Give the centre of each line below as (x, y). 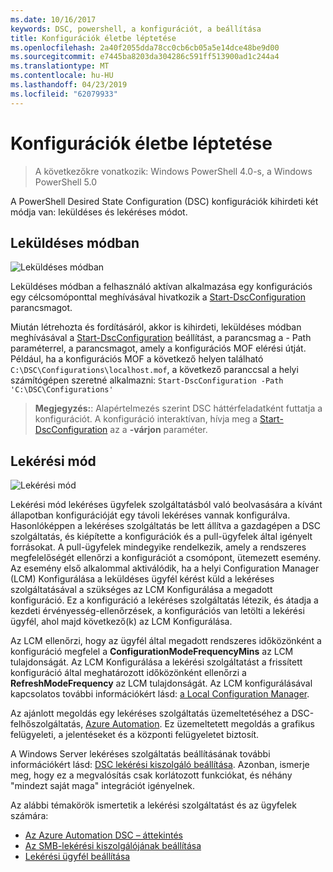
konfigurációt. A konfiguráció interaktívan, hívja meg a (146, 419)
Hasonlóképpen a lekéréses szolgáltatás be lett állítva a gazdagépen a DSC (166, 526)
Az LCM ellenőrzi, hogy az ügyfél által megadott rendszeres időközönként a (166, 641)
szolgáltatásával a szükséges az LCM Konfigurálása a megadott (141, 590)
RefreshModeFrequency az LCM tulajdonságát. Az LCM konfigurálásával (161, 683)
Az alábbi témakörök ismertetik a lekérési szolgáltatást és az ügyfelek (153, 805)
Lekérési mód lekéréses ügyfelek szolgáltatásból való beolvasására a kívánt (166, 505)
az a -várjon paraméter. (158, 430)
